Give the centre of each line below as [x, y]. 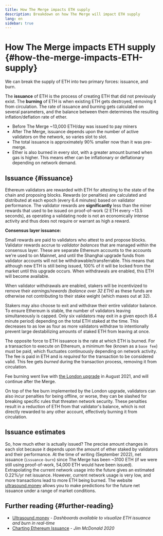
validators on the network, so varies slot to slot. [60, 137]
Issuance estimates [35, 432]
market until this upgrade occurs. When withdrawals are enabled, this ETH [80, 271]
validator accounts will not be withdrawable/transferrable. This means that [80, 261]
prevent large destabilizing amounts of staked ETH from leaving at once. [77, 331]
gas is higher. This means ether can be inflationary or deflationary [78, 158]
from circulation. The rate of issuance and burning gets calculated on [74, 107]
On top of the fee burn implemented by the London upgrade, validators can [80, 391]
